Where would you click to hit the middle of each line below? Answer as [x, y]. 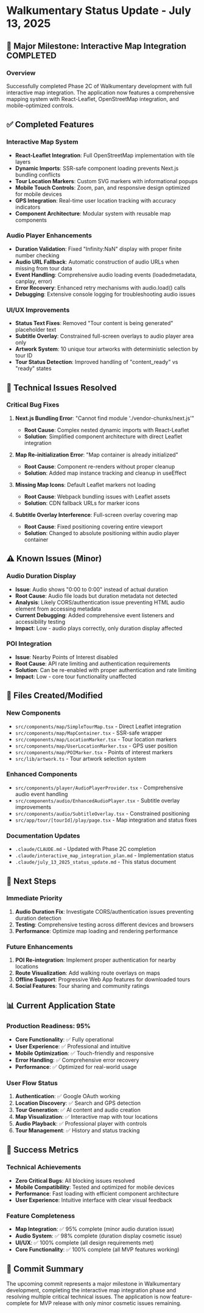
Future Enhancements [40, 947]
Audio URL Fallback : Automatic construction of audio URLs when [97, 262]
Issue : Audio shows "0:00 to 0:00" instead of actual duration [92, 589]
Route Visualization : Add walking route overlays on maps [87, 973]
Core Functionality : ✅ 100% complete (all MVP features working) [97, 1250]
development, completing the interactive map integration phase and [91, 1290]
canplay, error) [34, 281]
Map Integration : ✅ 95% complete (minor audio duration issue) [95, 1229]
